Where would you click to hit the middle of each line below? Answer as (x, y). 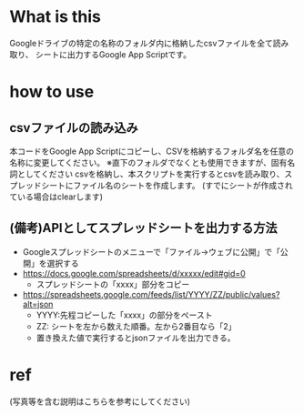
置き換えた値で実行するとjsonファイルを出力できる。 (136, 338)
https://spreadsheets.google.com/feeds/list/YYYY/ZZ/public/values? (151, 294)
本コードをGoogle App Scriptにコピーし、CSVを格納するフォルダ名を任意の (152, 151)
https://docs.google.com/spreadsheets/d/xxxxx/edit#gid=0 (134, 273)
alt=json (38, 304)
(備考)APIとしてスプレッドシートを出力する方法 (143, 228)
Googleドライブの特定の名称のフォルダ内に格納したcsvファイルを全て (141, 43)
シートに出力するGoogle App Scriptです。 (113, 54)
